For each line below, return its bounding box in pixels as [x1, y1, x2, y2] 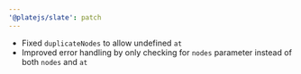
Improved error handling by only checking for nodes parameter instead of [21, 46, 292, 58]
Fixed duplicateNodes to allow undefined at [21, 37, 182, 48]
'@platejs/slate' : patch [8, 12, 102, 22]
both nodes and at [21, 56, 88, 67]
